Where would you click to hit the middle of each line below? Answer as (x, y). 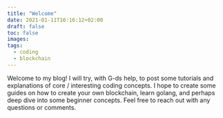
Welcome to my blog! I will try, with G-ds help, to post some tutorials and (110, 78)
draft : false (26, 26)
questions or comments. (42, 107)
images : (18, 39)
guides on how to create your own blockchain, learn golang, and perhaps (111, 92)
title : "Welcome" (32, 13)
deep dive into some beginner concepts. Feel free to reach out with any (109, 100)
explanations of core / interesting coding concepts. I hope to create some (111, 85)
